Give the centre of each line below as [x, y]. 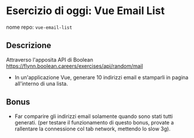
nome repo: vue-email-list [39, 27]
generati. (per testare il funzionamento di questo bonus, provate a [94, 122]
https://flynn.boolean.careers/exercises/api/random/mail [75, 66]
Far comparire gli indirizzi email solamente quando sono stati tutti [94, 116]
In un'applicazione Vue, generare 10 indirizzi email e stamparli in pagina [101, 77]
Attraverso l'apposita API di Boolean [50, 59]
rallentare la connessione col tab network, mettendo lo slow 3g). [92, 129]
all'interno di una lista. [41, 83]
